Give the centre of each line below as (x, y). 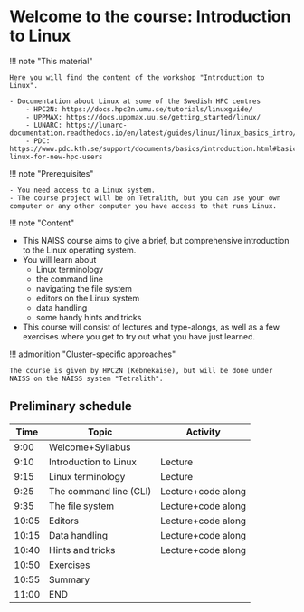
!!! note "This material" (51, 61)
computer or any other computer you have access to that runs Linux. (143, 206)
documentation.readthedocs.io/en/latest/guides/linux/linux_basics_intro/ (153, 133)
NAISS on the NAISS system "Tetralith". (87, 378)
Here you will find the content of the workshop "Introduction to (137, 77)
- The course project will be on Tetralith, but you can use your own (145, 198)
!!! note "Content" (42, 223)
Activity (204, 432)
